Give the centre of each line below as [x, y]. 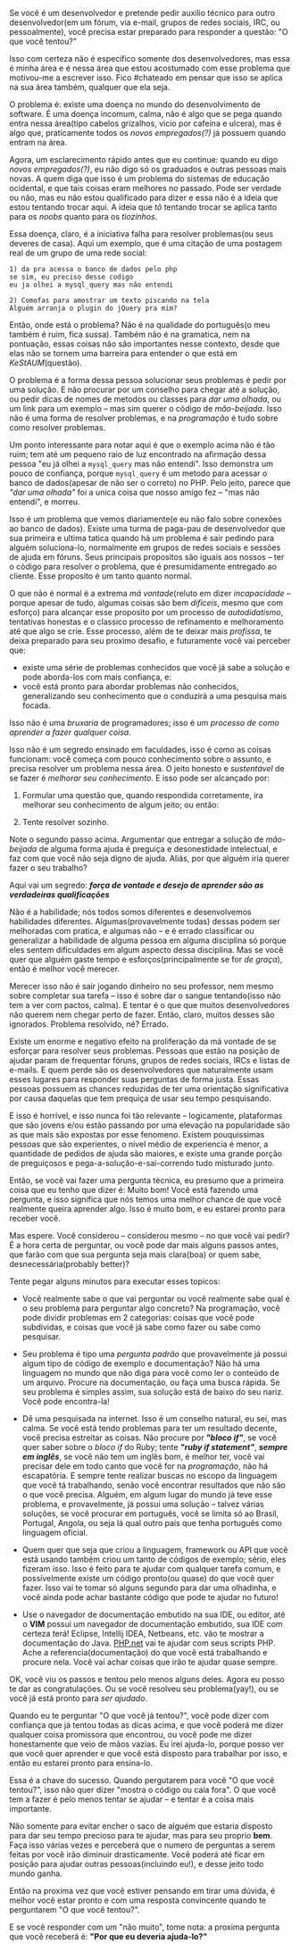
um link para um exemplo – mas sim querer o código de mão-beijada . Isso [146, 409]
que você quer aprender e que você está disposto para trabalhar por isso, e [149, 1753]
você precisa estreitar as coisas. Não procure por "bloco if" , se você [149, 1438]
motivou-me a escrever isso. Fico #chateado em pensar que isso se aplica [146, 78]
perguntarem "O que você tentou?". [75, 1909]
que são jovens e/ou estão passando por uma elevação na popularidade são [150, 1125]
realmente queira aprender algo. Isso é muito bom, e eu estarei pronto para [147, 1209]
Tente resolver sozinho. [65, 822]
